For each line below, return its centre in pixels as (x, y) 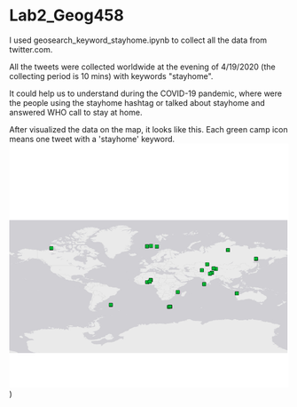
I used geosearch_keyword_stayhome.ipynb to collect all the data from (138, 40)
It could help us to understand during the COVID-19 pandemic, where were (145, 93)
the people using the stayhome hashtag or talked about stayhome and (137, 102)
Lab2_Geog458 (66, 16)
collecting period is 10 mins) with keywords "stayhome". (111, 76)
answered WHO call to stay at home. (76, 112)
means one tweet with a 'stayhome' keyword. (92, 139)
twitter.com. (31, 49)
